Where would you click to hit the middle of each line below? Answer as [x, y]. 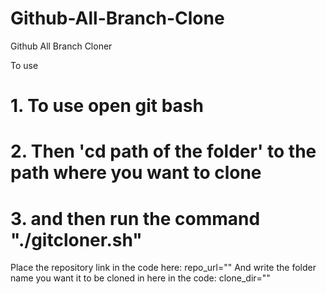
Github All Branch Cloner [61, 46]
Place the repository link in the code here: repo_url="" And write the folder [163, 268]
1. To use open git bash [107, 106]
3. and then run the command [135, 218]
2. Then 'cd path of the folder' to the [163, 151]
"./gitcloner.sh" [76, 239]
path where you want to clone [136, 173]
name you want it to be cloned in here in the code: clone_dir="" [140, 278]
